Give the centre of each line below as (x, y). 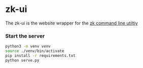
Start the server (25, 36)
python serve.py (22, 60)
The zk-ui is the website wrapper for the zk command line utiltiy (71, 23)
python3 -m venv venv (28, 46)
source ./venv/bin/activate (35, 51)
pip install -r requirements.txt (40, 55)
